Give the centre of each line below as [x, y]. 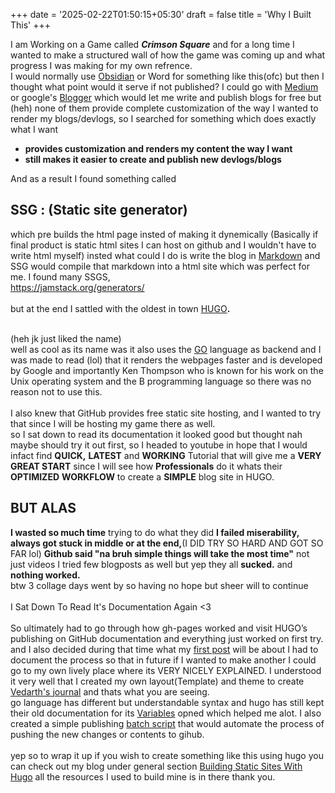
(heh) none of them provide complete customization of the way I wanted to [164, 108]
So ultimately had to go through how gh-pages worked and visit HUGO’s [159, 628]
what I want [34, 129]
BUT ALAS [43, 508]
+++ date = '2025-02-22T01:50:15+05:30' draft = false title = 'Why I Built [161, 14]
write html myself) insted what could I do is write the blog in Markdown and [165, 255]
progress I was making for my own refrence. [101, 65]
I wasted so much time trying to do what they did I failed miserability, [155, 532]
